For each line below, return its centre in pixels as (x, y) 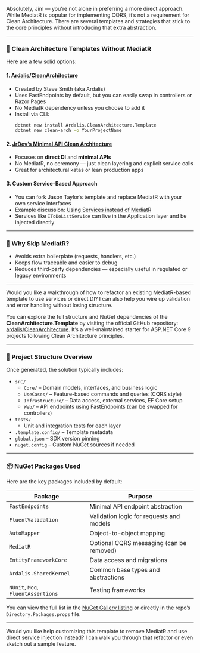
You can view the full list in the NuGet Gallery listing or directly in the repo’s (98, 608)
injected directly (35, 222)
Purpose (140, 496)
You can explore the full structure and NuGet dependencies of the (87, 316)
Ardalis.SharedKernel (40, 573)
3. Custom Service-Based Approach (52, 184)
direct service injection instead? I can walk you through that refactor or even (100, 637)
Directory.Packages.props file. (43, 614)
